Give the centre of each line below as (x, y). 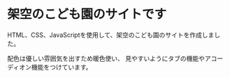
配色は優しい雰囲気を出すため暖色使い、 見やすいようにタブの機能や (106, 58)
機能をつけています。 (62, 67)
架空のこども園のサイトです (87, 14)
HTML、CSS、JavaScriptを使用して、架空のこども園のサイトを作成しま (111, 35)
